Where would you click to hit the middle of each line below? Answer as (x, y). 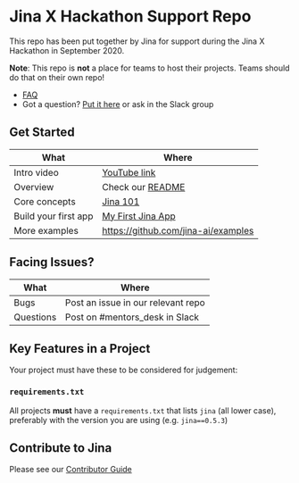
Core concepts (45, 201)
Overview (34, 187)
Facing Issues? (52, 262)
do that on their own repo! (57, 77)
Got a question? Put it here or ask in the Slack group (118, 104)
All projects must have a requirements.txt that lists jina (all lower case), (143, 410)
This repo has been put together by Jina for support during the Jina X (137, 41)
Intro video (37, 172)
